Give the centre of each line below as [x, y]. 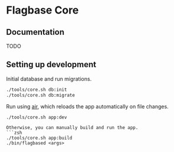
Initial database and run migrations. [49, 79]
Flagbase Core [42, 10]
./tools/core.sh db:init [37, 90]
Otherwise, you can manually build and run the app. [72, 128]
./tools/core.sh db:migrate [41, 95]
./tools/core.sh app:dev [37, 117]
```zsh [14, 133]
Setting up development [51, 65]
